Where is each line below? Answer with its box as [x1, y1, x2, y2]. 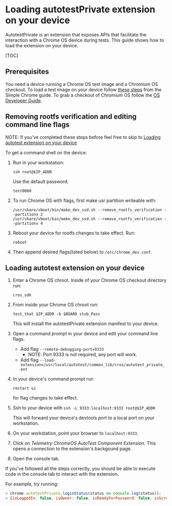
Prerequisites [5, 67, 49, 76]
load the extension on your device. [5, 42, 78, 48]
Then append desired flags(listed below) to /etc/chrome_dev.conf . [12, 248, 153, 255]
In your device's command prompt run [12, 376, 94, 382]
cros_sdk [12, 293, 32, 298]
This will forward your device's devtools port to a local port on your [12, 415, 155, 421]
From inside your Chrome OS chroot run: [12, 302, 99, 308]
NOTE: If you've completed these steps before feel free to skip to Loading [5, 134, 161, 140]
